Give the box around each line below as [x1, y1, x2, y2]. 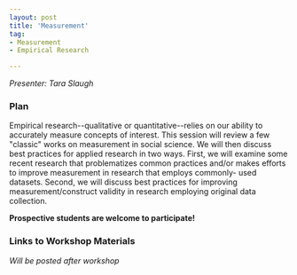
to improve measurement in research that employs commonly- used [9, 168, 257, 178]
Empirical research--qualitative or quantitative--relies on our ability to [9, 121, 263, 131]
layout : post [9, 12, 58, 22]
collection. [9, 196, 48, 207]
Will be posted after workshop [9, 255, 120, 266]
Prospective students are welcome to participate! [9, 213, 196, 224]
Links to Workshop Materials [9, 235, 136, 247]
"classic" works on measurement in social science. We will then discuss [9, 139, 272, 150]
